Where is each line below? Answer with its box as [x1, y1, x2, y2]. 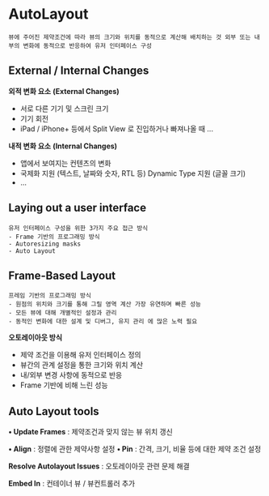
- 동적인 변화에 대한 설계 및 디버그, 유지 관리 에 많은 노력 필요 [8, 318, 198, 326]
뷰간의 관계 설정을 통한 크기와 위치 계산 [19, 360, 144, 370]
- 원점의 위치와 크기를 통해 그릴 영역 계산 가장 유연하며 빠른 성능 [8, 301, 202, 309]
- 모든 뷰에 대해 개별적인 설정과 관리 [8, 309, 117, 317]
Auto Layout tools [8, 404, 99, 418]
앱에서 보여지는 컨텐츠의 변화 [19, 158, 111, 168]
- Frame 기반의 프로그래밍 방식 [8, 233, 100, 241]
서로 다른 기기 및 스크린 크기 [19, 103, 109, 113]
